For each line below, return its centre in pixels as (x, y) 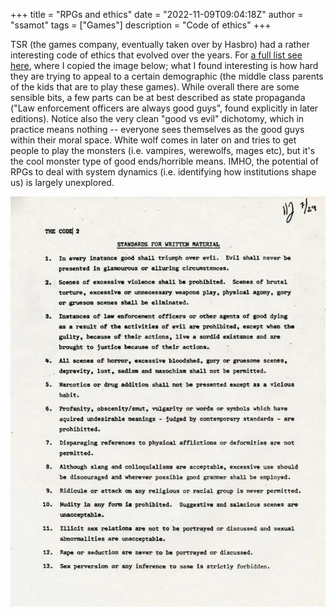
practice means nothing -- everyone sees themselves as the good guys (157, 129)
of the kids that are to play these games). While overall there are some (155, 87)
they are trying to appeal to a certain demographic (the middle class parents (167, 76)
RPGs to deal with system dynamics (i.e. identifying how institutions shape (163, 172)
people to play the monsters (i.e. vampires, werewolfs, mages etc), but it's (163, 150)
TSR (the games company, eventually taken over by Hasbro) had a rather (160, 44)
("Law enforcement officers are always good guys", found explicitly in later (164, 108)
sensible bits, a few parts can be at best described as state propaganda (158, 97)
